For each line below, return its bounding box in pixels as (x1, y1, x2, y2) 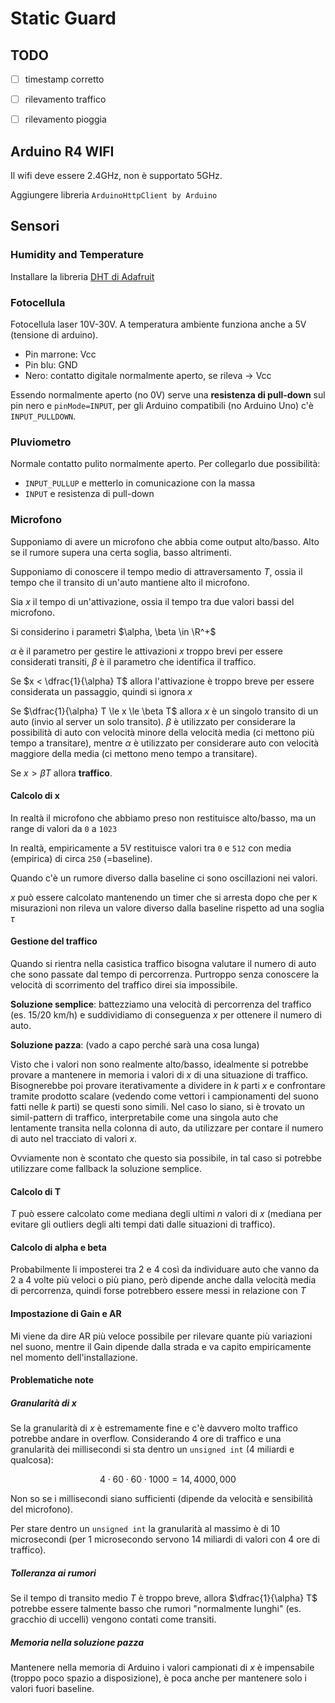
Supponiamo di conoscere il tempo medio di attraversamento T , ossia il (10, 565, 303, 577)
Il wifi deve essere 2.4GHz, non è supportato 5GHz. (10, 170, 223, 181)
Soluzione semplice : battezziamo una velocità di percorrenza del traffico (10, 998, 312, 1010)
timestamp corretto (24, 73, 105, 85)
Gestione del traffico (10, 935, 98, 947)
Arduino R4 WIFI (10, 143, 115, 160)
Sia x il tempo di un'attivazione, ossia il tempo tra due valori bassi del (10, 595, 295, 607)
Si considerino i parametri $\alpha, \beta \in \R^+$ (10, 625, 217, 637)
